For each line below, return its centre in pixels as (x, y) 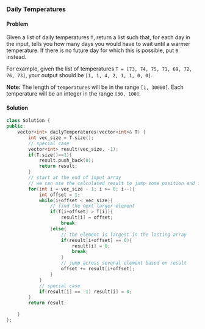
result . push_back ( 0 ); (67, 161)
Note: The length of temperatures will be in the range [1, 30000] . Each (95, 87)
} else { (58, 229)
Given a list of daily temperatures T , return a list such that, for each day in (98, 37)
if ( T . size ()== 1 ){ (50, 155)
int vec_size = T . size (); (61, 138)
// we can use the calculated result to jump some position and (112, 183)
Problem (17, 24)
